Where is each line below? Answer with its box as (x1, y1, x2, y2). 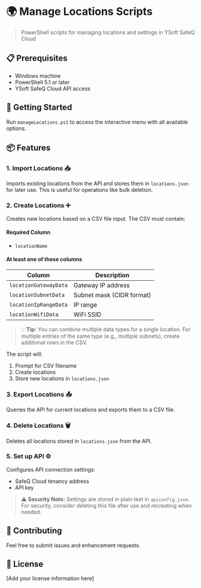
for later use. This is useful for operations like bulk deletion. (6, 187, 153, 194)
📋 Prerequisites (6, 53, 68, 64)
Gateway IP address (73, 281, 130, 289)
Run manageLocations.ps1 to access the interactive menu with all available (6, 118, 188, 125)
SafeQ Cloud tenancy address (14, 478, 89, 485)
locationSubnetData (9, 292, 65, 298)
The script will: (6, 350, 43, 358)
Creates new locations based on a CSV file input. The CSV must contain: (6, 215, 186, 222)
